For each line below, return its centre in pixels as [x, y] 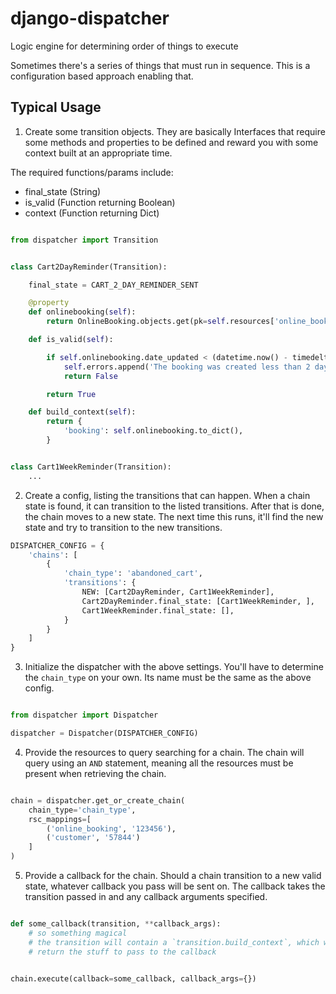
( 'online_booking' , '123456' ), [111, 828]
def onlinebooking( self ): [82, 312]
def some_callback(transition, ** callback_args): [116, 924]
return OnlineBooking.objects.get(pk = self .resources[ [160, 322]
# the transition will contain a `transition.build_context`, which [174, 942]
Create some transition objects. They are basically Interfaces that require [175, 131]
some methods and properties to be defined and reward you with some [171, 142]
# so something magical [78, 933]
